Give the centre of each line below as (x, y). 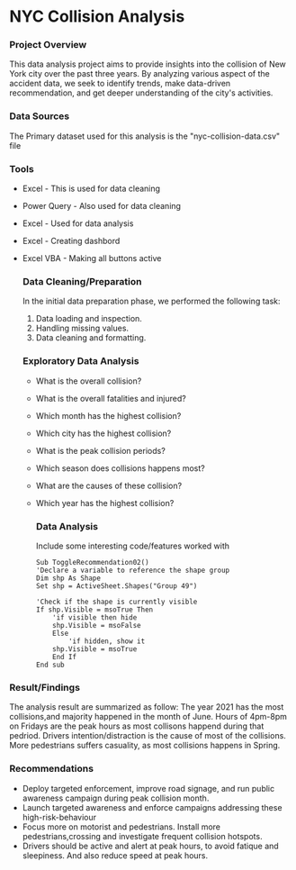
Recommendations (52, 769)
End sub (50, 665)
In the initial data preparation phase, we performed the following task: (151, 301)
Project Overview (48, 45)
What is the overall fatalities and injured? (111, 398)
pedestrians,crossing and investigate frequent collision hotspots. (142, 836)
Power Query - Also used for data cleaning (102, 206)
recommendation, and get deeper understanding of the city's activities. (141, 93)
